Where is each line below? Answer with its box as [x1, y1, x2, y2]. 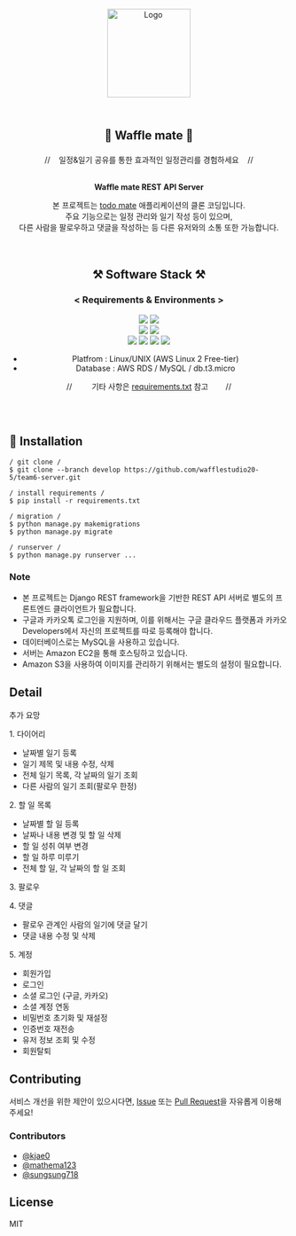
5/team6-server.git [9, 473, 82, 481]
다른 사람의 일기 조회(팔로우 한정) [21, 780, 137, 791]
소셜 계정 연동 [21, 1001, 70, 1012]
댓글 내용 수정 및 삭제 [21, 930, 96, 941]
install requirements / [17, 489, 105, 497]
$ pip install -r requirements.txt [9, 496, 141, 505]
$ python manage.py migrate [9, 527, 113, 536]
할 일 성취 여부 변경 [21, 841, 89, 851]
